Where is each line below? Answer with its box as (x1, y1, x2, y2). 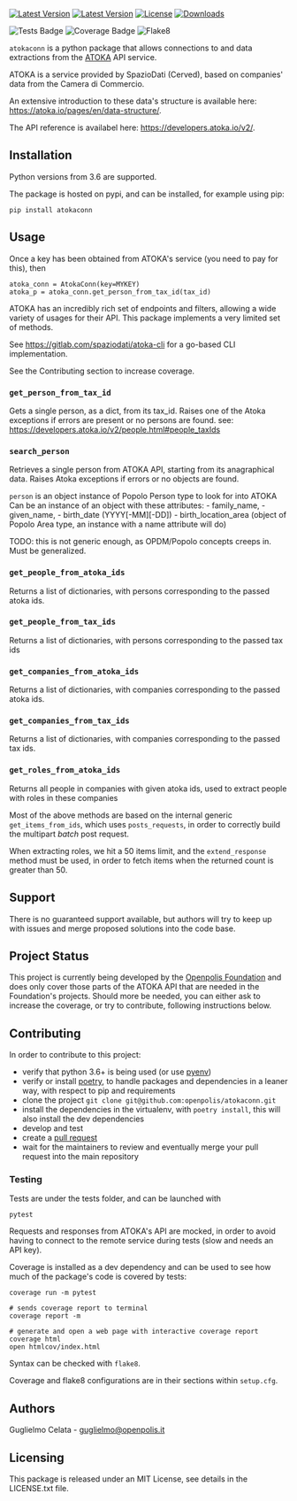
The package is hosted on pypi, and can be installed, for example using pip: (9, 189, 285, 199)
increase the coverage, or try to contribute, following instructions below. (9, 1000, 272, 1011)
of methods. (9, 321, 54, 332)
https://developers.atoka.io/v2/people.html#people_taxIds (9, 424, 221, 435)
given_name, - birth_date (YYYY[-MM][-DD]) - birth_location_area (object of (9, 510, 287, 520)
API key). (9, 1244, 42, 1256)
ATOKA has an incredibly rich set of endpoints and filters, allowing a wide (9, 303, 277, 313)
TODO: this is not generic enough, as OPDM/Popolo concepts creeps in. (9, 536, 272, 547)
